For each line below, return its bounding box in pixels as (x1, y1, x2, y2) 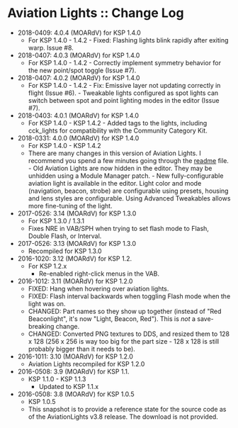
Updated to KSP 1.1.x (38, 382, 99, 390)
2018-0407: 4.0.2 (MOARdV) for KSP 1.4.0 (17, 73, 140, 82)
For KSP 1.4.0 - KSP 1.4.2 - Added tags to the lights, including (28, 118, 208, 127)
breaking (28, 322, 55, 330)
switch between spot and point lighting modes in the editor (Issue (28, 96, 220, 104)
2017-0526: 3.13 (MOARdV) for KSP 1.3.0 (17, 239, 137, 247)
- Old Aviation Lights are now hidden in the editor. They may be (28, 164, 212, 172)
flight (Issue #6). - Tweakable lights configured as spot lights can (28, 89, 219, 97)
